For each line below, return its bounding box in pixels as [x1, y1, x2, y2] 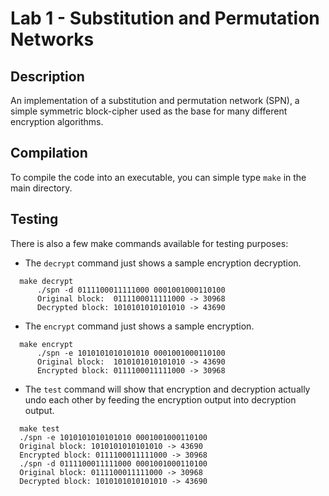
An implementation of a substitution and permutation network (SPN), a [10, 95, 300, 106]
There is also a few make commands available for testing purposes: [10, 237, 289, 249]
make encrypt [19, 339, 74, 349]
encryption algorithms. [10, 116, 104, 127]
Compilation [10, 145, 88, 162]
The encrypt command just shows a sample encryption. [24, 320, 255, 332]
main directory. [10, 182, 73, 194]
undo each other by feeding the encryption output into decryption [24, 393, 297, 406]
